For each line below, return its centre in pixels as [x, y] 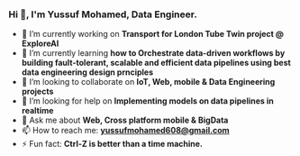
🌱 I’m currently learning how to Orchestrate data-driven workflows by [153, 53]
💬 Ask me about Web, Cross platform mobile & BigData [125, 120]
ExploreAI [40, 43]
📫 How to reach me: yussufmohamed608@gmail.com [126, 131]
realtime [37, 111]
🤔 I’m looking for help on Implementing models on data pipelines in [147, 101]
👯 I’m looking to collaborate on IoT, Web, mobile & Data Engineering [148, 82]
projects [37, 92]
